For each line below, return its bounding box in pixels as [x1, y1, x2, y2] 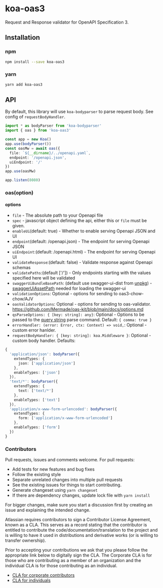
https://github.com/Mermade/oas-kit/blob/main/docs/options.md [12, 307, 143, 312]
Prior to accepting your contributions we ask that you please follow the [5, 547, 148, 553]
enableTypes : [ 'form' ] [14, 425, 60, 430]
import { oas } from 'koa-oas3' [5, 128, 71, 133]
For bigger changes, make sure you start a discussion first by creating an [5, 502, 153, 508]
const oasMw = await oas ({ [5, 146, 60, 151]
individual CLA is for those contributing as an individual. [5, 563, 117, 569]
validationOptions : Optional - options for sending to [12, 291, 118, 297]
